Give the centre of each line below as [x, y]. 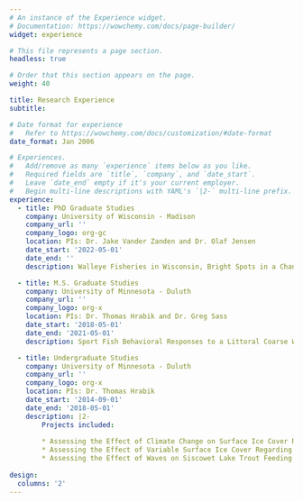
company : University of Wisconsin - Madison [110, 216]
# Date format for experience [66, 124]
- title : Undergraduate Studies [78, 358]
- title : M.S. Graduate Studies [78, 283]
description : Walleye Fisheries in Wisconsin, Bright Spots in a [151, 267]
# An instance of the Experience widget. [88, 18]
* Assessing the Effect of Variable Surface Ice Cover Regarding [167, 450]
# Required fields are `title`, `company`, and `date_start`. [133, 175]
